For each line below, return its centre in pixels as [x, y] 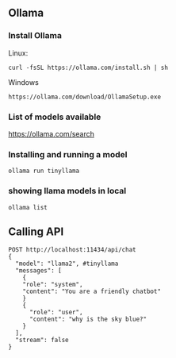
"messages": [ [38, 271]
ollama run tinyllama [44, 171]
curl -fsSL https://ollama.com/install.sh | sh [88, 67]
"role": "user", [56, 313]
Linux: [18, 53]
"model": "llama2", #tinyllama [67, 264]
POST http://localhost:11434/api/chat [72, 250]
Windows [24, 82]
